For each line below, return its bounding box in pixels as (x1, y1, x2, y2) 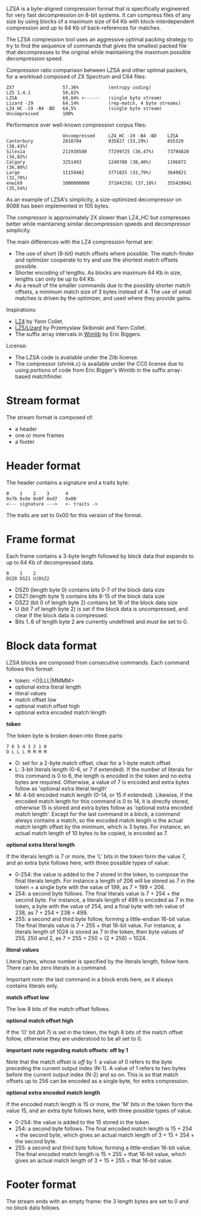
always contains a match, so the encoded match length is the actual (14, 816, 183, 824)
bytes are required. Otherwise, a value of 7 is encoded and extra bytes (14, 778, 190, 785)
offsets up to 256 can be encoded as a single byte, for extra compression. (6, 1077, 190, 1085)
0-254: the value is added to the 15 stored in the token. (14, 1118, 151, 1125)
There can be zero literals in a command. (6, 964, 107, 971)
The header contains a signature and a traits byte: (6, 479, 130, 486)
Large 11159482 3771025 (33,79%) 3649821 (6, 170, 187, 176)
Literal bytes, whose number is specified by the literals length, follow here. (6, 957, 190, 965)
